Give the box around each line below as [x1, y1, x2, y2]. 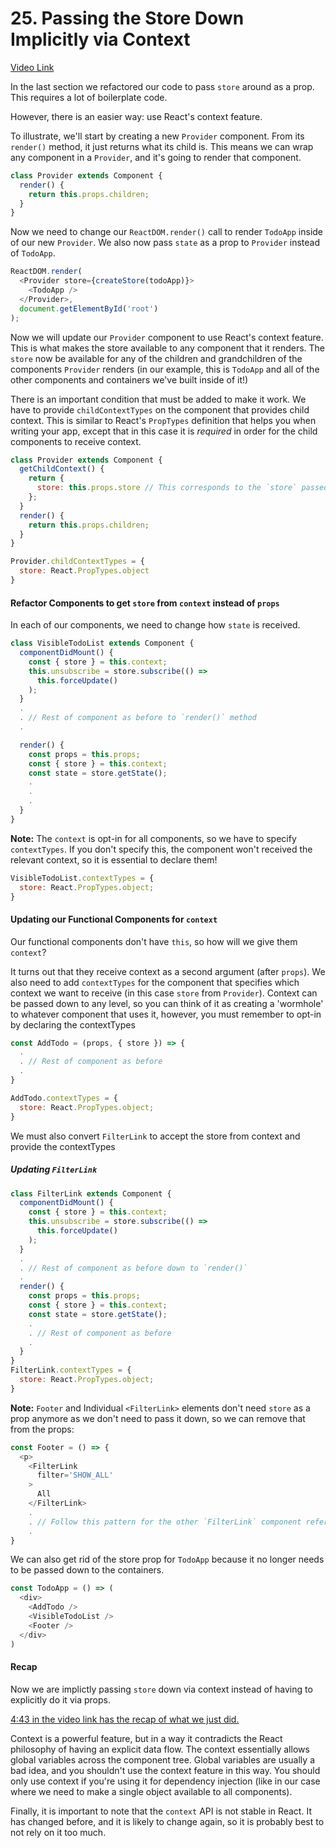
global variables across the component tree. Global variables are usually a [10, 1753, 315, 1766]
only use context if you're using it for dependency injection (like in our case [10, 1775, 321, 1787]
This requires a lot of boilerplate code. [10, 91, 168, 103]
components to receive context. [10, 435, 142, 447]
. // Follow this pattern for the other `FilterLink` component [28, 1517, 302, 1527]
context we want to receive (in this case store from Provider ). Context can [10, 987, 318, 999]
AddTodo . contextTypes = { [10, 1093, 118, 1103]
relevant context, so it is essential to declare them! [10, 853, 218, 866]
